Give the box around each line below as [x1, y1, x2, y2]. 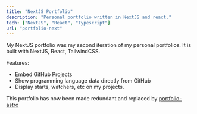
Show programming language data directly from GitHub [14, 77, 151, 84]
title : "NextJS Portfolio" [6, 8, 73, 15]
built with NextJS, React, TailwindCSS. [6, 48, 100, 55]
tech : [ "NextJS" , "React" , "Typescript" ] [6, 20, 111, 26]
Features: [6, 59, 30, 66]
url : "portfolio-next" [6, 25, 62, 31]
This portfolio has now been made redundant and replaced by [6, 95, 158, 102]
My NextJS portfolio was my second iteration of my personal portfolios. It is [6, 42, 192, 49]
